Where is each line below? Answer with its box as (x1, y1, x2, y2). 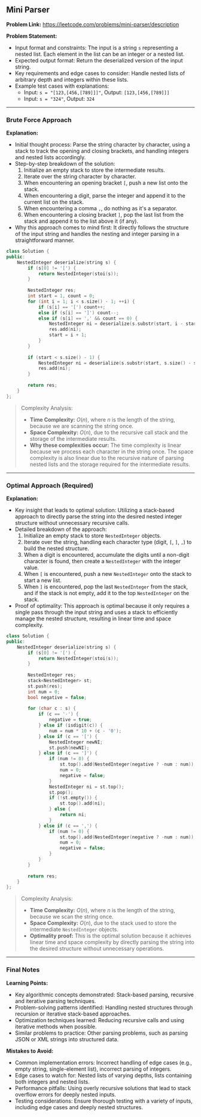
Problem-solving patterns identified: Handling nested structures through (14, 1003, 193, 1011)
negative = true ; (48, 717, 93, 723)
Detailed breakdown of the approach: (14, 525, 107, 533)
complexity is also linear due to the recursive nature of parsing (29, 454, 184, 461)
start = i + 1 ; (48, 332, 87, 338)
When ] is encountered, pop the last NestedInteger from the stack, (23, 583, 188, 590)
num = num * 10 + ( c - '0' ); (48, 728, 121, 734)
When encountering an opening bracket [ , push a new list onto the (23, 180, 188, 187)
